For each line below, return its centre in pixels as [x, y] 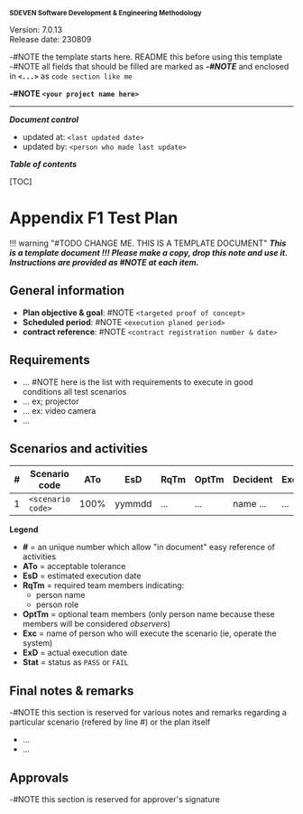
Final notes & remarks [72, 691]
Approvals [39, 777]
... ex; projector [50, 401]
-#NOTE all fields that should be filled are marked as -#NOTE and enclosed [149, 66]
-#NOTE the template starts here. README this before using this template [146, 57]
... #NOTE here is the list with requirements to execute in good [138, 382]
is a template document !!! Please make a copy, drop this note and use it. [149, 252]
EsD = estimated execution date [82, 576]
